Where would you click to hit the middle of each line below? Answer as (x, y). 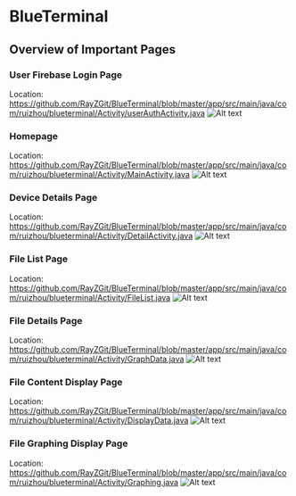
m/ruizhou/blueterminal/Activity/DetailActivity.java (101, 236)
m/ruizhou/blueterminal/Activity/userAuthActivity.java (107, 112)
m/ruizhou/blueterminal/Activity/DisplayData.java (99, 420)
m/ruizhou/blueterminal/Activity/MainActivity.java (99, 175)
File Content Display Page (66, 382)
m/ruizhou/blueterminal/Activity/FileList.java (90, 297)
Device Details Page (53, 198)
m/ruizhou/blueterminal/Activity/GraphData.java (97, 360)
